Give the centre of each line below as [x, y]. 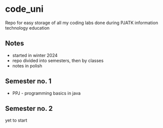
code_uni [24, 9]
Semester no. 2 [29, 109]
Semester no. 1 [28, 81]
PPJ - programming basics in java [46, 93]
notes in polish [27, 65]
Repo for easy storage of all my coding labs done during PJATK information [81, 23]
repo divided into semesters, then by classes [58, 61]
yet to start [16, 120]
